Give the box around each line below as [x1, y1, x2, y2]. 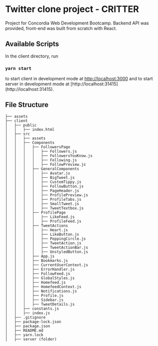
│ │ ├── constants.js [5, 306, 59, 311]
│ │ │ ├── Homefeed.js [5, 280, 66, 285]
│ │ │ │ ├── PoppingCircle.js [5, 236, 86, 241]
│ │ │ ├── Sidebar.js [5, 297, 64, 303]
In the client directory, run [5, 53, 58, 59]
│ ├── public [5, 122, 37, 128]
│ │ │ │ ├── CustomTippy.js [5, 179, 81, 184]
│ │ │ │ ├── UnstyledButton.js [5, 249, 88, 254]
